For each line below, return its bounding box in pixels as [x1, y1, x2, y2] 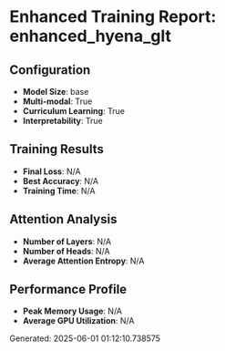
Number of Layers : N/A [22, 235, 112, 247]
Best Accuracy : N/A [22, 175, 98, 186]
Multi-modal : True [22, 96, 93, 107]
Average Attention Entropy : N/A [22, 255, 145, 266]
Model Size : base [22, 87, 89, 97]
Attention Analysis [9, 212, 118, 227]
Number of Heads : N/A [22, 245, 111, 256]
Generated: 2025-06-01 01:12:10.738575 [9, 333, 161, 344]
